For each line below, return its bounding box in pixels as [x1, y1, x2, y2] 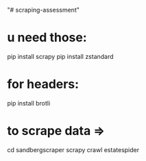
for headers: [7, 77, 80, 92]
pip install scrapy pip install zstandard [7, 52, 114, 60]
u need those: [7, 30, 87, 45]
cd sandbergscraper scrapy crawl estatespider [7, 145, 139, 153]
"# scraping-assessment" [7, 6, 80, 14]
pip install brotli [7, 99, 51, 107]
